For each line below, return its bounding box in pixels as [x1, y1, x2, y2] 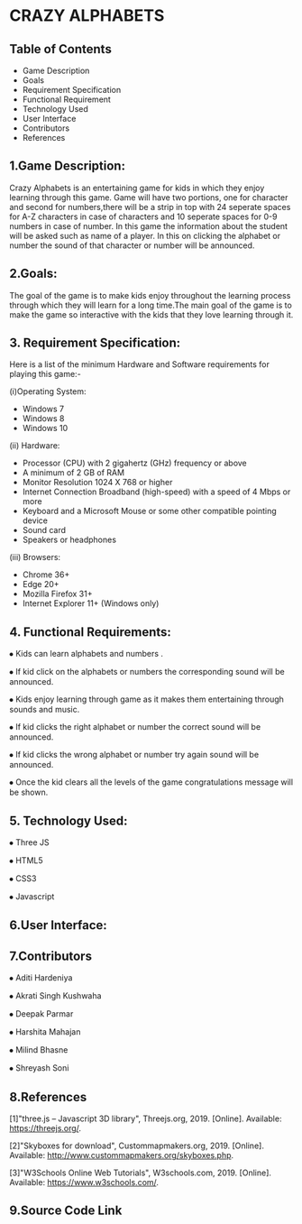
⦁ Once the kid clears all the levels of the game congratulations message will [9, 777, 294, 787]
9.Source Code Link [9, 1203, 123, 1219]
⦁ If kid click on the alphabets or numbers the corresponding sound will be [9, 667, 286, 677]
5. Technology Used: [9, 813, 128, 828]
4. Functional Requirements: [9, 624, 171, 640]
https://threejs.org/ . [9, 1123, 82, 1134]
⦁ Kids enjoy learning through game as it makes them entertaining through [9, 694, 284, 704]
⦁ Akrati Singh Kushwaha [9, 990, 102, 1001]
